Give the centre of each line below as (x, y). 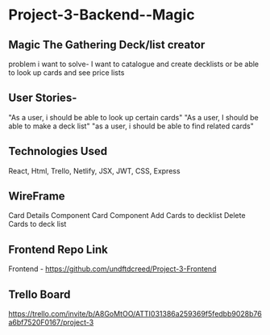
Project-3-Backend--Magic (102, 15)
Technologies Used (58, 151)
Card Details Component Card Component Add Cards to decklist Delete (127, 216)
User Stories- (43, 98)
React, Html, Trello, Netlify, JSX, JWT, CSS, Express (94, 170)
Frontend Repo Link (58, 249)
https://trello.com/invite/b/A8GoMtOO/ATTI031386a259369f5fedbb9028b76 (135, 314)
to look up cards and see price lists (66, 73)
